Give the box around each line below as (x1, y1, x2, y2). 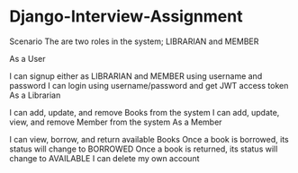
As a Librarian (9, 90, 61, 100)
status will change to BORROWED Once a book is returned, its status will (9, 143, 278, 154)
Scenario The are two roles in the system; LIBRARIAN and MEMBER (9, 36, 259, 47)
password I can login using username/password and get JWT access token (9, 80, 289, 91)
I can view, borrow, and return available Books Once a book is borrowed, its (9, 134, 290, 144)
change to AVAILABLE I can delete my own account (9, 152, 200, 163)
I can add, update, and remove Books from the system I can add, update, (9, 107, 280, 117)
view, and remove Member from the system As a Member (9, 117, 222, 127)
